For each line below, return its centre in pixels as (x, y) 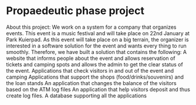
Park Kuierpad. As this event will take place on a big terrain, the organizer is (97, 39)
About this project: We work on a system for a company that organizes (91, 27)
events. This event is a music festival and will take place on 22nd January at (98, 33)
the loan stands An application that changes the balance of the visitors (92, 83)
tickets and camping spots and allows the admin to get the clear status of (94, 64)
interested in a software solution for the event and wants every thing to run (96, 46)
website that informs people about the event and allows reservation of (91, 58)
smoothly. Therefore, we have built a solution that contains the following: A (96, 52)
